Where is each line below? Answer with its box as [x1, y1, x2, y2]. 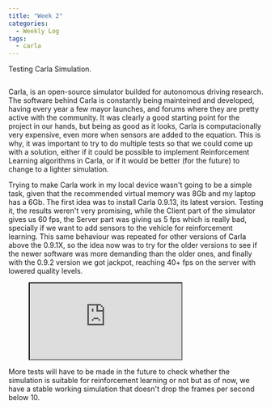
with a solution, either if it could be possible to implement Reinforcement [8, 147, 250, 157]
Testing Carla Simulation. [8, 64, 91, 74]
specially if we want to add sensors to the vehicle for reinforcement [8, 224, 233, 233]
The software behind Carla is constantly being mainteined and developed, [8, 96, 255, 105]
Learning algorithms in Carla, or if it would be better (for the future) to [8, 156, 240, 166]
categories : [8, 19, 49, 28]
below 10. [8, 393, 40, 403]
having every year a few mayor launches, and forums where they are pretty [8, 104, 260, 114]
